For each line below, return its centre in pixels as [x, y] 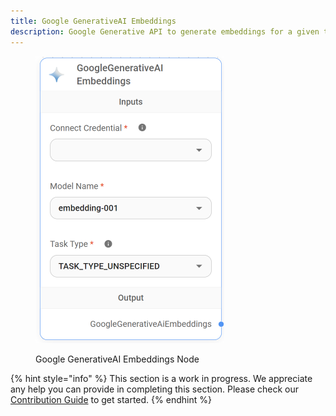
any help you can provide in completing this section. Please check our [155, 389]
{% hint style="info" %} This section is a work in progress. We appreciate [161, 378]
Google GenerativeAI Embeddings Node [117, 359]
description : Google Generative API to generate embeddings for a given [165, 31]
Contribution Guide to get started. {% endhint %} [111, 399]
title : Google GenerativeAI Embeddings [93, 21]
